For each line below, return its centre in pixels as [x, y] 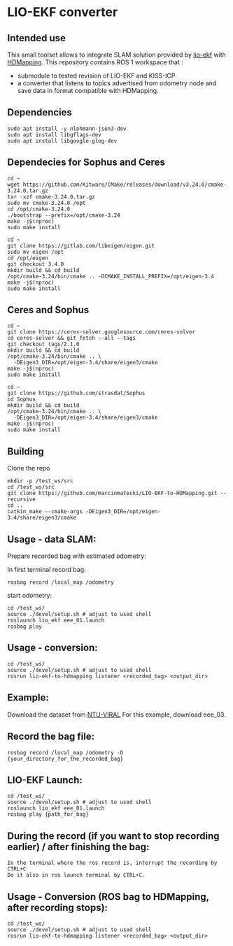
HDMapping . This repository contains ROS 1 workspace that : [96, 62]
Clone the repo [29, 468]
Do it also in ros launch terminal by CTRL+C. [76, 875]
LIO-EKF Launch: [45, 780]
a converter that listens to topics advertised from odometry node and [117, 83]
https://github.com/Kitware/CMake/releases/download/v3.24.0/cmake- [125, 185]
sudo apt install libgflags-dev [54, 135]
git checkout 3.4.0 [36, 264]
